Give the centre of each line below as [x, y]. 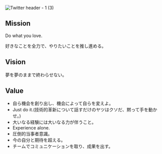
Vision [16, 62]
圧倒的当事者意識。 [32, 134]
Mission [18, 23]
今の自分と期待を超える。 [39, 140]
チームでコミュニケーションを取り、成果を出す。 [63, 146]
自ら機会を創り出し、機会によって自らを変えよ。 [63, 103]
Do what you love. [24, 36]
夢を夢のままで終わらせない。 [36, 75]
